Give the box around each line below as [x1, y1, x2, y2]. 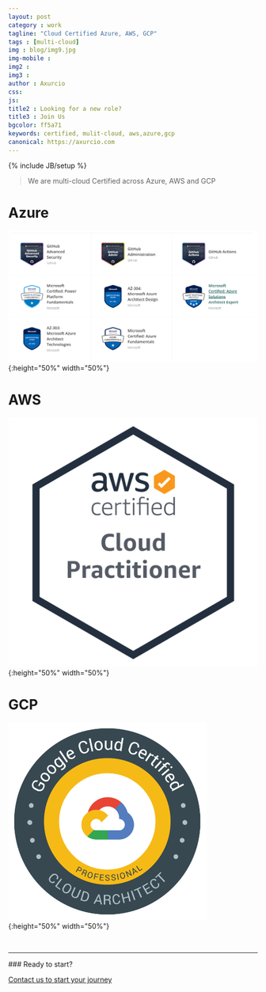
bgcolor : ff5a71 [8, 121, 62, 130]
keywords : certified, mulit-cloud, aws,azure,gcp [8, 130, 176, 138]
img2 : [8, 63, 30, 71]
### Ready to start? [8, 959, 73, 969]
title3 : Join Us [8, 113, 66, 121]
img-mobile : [8, 55, 51, 63]
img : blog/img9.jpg [8, 46, 77, 55]
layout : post [8, 13, 51, 21]
